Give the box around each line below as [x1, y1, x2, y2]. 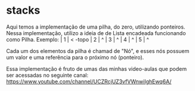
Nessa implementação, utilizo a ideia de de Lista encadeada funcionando [6, 29, 186, 36]
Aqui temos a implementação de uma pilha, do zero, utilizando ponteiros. [6, 23, 185, 30]
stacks [6, 4, 41, 17]
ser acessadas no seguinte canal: [6, 71, 88, 79]
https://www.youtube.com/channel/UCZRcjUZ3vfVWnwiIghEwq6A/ [6, 78, 172, 85]
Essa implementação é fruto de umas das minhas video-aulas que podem [6, 65, 187, 72]
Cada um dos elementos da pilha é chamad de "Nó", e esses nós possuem [6, 47, 190, 54]
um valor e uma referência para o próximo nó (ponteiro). [6, 54, 144, 61]
